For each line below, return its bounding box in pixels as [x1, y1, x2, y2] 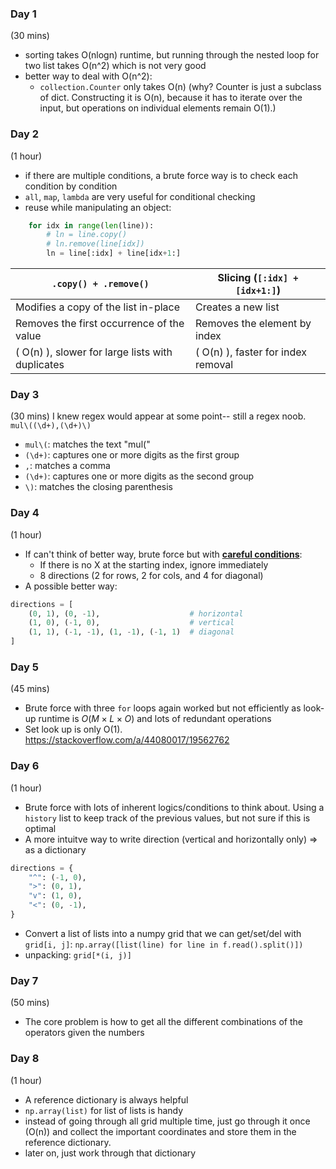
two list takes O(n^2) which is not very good [24, 60, 207, 72]
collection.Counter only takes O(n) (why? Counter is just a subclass [39, 81, 322, 93]
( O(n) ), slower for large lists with [15, 345, 173, 359]
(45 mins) [10, 683, 50, 695]
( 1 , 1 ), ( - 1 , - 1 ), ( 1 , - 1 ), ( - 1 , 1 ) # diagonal [28, 627, 235, 637]
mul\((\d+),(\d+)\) [10, 421, 92, 431]
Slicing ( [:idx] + [217, 271, 299, 285]
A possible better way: [24, 580, 118, 592]
